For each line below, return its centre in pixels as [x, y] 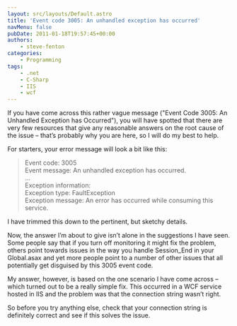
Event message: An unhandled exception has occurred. [105, 170]
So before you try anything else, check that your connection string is [107, 308]
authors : [20, 40]
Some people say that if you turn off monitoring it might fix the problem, [112, 243]
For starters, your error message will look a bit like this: [87, 149]
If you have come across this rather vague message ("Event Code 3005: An [117, 113]
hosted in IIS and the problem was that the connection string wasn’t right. [114, 294]
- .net [30, 73]
